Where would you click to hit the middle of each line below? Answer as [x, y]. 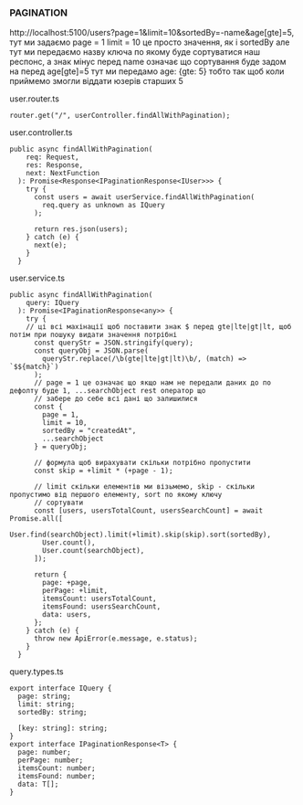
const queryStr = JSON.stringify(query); [114, 343]
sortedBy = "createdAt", [89, 431]
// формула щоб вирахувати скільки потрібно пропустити [142, 463]
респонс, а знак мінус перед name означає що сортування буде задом [148, 62]
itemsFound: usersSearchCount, [102, 607]
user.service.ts [37, 278]
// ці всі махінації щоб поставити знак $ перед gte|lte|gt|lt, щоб [159, 327]
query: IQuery [52, 303]
